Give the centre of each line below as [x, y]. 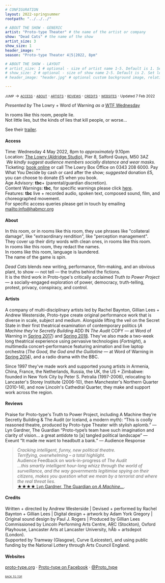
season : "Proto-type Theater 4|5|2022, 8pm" [51, 55]
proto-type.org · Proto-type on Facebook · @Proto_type [61, 567]
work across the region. [29, 392]
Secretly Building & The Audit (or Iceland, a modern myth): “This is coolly [79, 420]
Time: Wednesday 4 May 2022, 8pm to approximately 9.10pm [68, 152]
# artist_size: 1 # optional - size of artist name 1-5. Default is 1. [80, 68]
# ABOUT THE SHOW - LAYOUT [33, 64]
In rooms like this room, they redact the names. [53, 247]
